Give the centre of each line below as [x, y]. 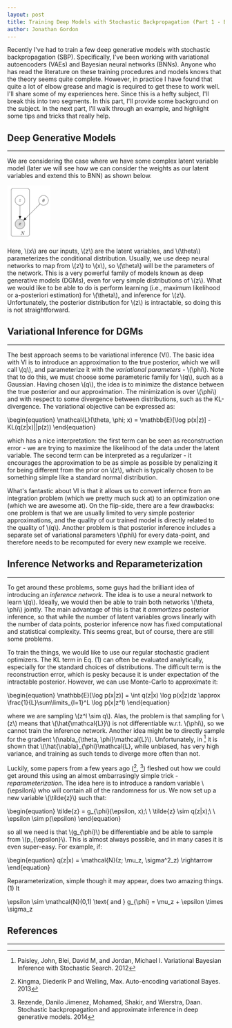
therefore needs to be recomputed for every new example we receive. [107, 542]
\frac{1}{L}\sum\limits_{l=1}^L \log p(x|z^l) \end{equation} [89, 702]
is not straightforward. [39, 310]
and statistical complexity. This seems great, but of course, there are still [110, 631]
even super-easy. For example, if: [55, 847]
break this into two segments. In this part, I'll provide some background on [113, 101]
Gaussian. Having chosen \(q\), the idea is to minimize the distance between [116, 384]
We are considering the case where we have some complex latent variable [113, 161]
